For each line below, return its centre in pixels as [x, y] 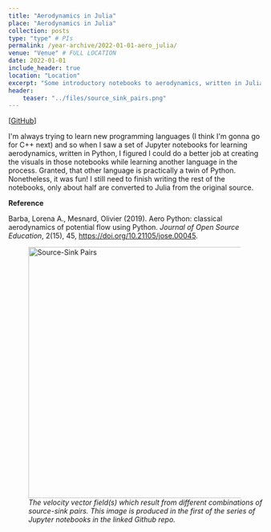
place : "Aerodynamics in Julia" [62, 23]
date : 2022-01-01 [37, 61]
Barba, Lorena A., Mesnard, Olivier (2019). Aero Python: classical [115, 219]
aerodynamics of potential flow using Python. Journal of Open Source [124, 227]
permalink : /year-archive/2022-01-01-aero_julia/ [93, 46]
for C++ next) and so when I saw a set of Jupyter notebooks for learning [128, 145]
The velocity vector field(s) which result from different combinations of [146, 502]
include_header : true [44, 68]
